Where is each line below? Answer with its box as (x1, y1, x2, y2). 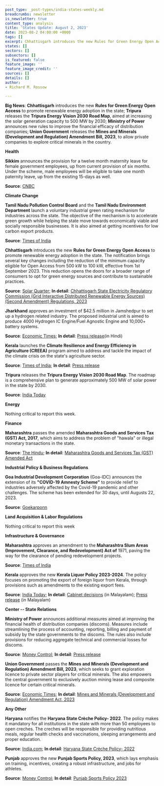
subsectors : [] (5, 52, 36, 58)
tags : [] (5, 35, 23, 40)
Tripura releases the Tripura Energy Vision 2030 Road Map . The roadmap (5, 372, 156, 378)
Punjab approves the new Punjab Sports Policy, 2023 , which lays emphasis (5, 755, 159, 761)
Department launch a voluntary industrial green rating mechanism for (5, 207, 145, 213)
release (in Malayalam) (5, 597, 51, 603)
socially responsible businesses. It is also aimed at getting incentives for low (5, 223, 159, 228)
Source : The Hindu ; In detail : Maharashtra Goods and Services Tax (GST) (5, 450, 154, 456)
